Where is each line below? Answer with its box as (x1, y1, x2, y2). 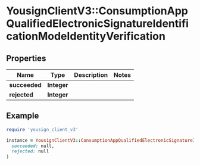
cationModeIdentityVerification (6, 30, 165, 43)
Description (74, 71, 108, 79)
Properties (6, 53, 46, 63)
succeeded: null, (11, 143, 55, 149)
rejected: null (11, 148, 49, 154)
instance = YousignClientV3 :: (6, 137, 82, 144)
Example (6, 111, 39, 121)
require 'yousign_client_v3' (6, 126, 79, 132)
